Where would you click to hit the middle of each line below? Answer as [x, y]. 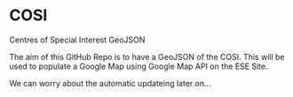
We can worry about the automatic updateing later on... [110, 83]
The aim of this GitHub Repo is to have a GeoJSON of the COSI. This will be [147, 56]
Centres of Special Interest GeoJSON [77, 40]
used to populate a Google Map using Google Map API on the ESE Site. [139, 66]
